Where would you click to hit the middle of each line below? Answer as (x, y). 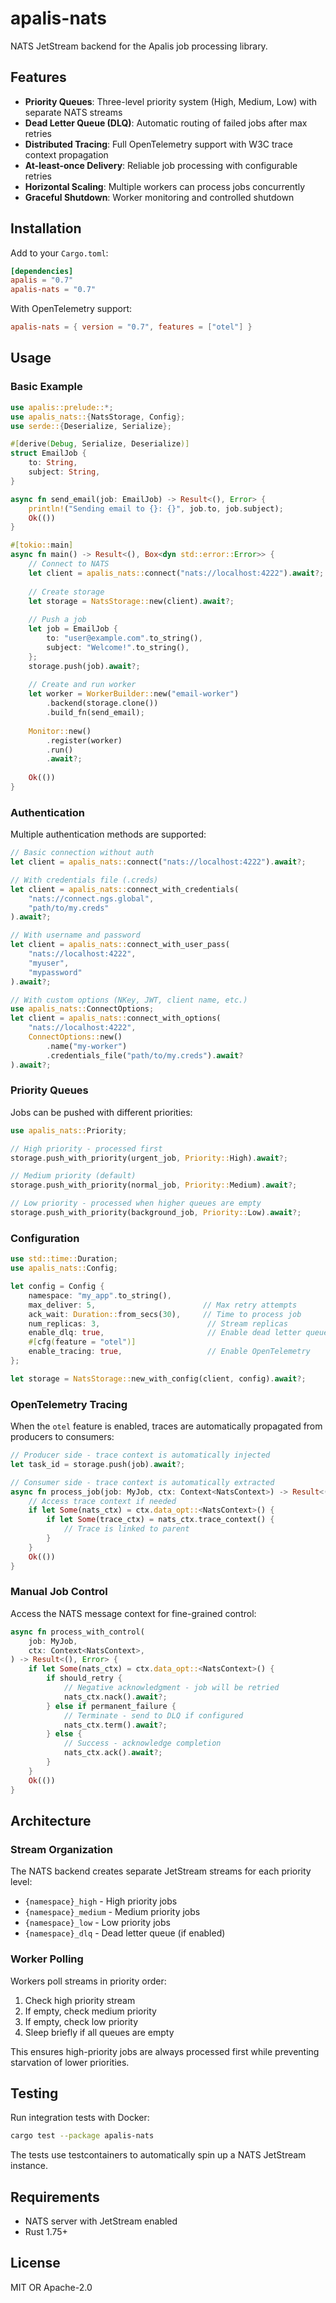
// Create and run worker (82, 685)
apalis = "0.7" (42, 280)
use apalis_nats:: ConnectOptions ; (82, 1009)
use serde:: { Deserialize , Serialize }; (91, 426)
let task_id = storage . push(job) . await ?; (98, 1464)
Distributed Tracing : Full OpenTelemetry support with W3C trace (158, 144)
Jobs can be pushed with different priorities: (101, 1112)
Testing (34, 2093)
